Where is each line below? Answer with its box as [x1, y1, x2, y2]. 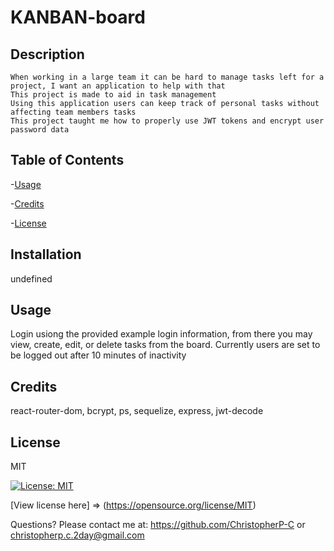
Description [10, 46, 85, 63]
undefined [10, 272, 53, 285]
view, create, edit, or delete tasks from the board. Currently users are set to [10, 339, 321, 351]
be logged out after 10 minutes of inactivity [10, 349, 187, 361]
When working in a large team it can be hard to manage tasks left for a [10, 72, 325, 82]
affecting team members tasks [10, 107, 137, 117]
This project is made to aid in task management [10, 90, 217, 100]
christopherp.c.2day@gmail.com [10, 529, 145, 541]
